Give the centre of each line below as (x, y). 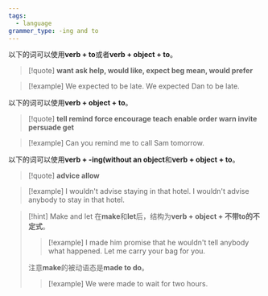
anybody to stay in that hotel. (76, 200)
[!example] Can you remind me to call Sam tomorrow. (116, 143)
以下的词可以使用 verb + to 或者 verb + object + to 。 (93, 55)
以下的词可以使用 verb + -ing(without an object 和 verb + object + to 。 (124, 160)
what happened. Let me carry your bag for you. (127, 251)
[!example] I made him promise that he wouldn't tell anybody (148, 243)
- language (34, 23)
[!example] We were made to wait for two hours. (128, 284)
